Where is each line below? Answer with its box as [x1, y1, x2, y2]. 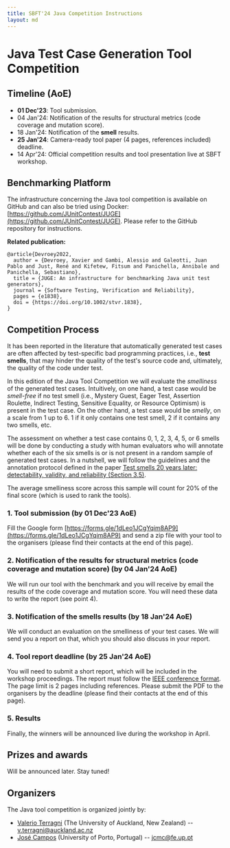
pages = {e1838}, [13, 293, 63, 300]
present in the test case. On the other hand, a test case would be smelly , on [7, 406, 221, 415]
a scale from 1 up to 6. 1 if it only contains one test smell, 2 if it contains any [7, 413, 220, 422]
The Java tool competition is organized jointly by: [7, 805, 146, 814]
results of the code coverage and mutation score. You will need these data [7, 587, 218, 595]
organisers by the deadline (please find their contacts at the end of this [7, 689, 208, 698]
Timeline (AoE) [7, 88, 72, 100]
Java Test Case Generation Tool [7, 46, 192, 62]
